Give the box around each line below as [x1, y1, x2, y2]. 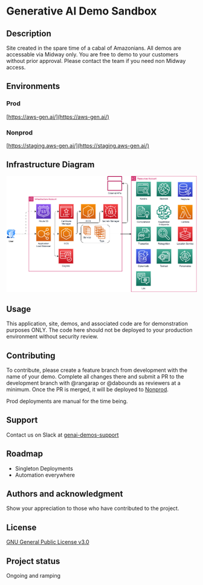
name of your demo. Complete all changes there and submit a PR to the [6, 372, 184, 380]
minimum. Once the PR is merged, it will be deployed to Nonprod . [6, 386, 169, 393]
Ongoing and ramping [6, 572, 61, 580]
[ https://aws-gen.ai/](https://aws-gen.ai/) [6, 113, 110, 121]
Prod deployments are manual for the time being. [6, 397, 128, 405]
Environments [6, 81, 60, 91]
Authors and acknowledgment [6, 489, 123, 499]
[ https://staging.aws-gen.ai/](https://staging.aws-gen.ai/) [6, 142, 150, 149]
